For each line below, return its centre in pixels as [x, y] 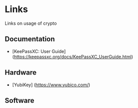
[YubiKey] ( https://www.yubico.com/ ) [51, 85]
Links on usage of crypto [31, 23]
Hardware [21, 72]
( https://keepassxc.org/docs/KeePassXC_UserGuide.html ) [73, 57]
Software [20, 100]
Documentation [30, 39]
